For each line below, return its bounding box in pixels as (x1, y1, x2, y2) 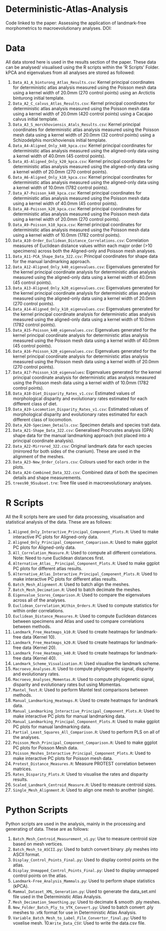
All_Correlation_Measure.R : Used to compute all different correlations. (12, 549, 157, 555)
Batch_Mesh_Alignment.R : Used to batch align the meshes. (12, 581, 130, 587)
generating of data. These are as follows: (5, 826, 89, 832)
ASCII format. (12, 851, 41, 857)
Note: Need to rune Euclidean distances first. (12, 555, 105, 561)
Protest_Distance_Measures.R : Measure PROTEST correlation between (12, 760, 156, 766)
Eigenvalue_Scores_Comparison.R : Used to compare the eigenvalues (12, 592, 151, 598)
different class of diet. (12, 400, 58, 406)
